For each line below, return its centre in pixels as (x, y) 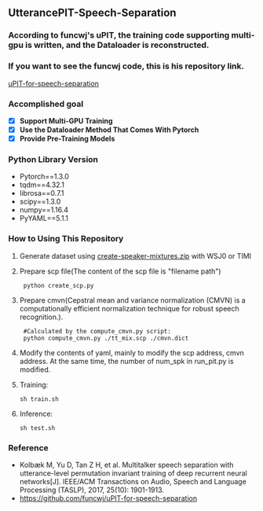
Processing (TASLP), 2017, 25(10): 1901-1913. (92, 490)
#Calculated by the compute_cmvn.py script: (97, 331)
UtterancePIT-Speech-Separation (92, 13)
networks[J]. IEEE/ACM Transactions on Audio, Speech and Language (133, 481)
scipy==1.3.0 (40, 202)
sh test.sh (37, 428)
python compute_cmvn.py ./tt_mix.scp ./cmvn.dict (106, 338)
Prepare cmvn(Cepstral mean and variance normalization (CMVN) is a (132, 300)
